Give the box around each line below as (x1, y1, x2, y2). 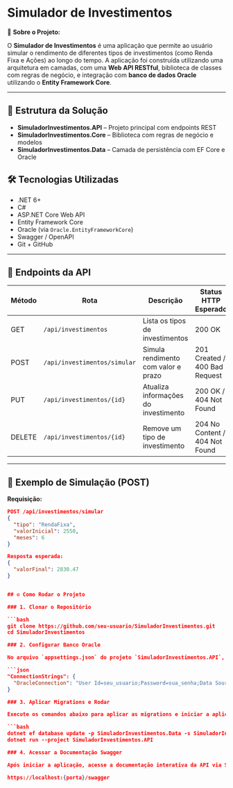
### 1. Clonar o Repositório (7, 603, 92, 610)
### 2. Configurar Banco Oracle (7, 642, 101, 648)
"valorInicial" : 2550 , (13, 528, 79, 535)
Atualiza (142, 382, 169, 392)
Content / (195, 428, 226, 438)
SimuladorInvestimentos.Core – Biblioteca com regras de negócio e (17, 131, 214, 139)
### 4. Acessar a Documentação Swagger (7, 748, 123, 756)
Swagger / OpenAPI (17, 233, 74, 241)
